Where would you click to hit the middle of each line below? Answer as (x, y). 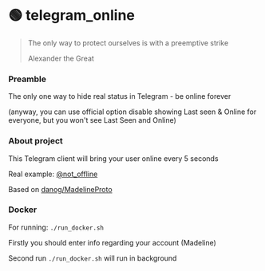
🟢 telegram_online (72, 16)
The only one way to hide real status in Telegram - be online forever (120, 96)
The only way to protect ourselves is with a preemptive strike (128, 43)
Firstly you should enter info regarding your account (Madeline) (113, 242)
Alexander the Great (61, 58)
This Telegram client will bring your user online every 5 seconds (113, 158)
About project (36, 141)
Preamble (27, 79)
